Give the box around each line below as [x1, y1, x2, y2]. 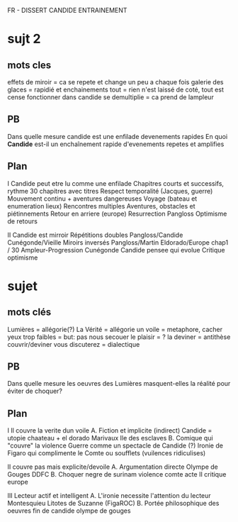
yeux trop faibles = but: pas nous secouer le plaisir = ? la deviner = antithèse [7, 333, 231, 341]
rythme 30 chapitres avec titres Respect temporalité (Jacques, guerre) [7, 187, 213, 195]
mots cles [7, 59, 52, 71]
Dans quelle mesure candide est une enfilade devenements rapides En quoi [7, 132, 228, 140]
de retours [7, 216, 38, 226]
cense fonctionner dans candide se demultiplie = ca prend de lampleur [7, 93, 214, 101]
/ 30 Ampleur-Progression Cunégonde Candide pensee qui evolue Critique [7, 245, 225, 254]
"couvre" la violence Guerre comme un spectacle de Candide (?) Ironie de [7, 441, 223, 450]
